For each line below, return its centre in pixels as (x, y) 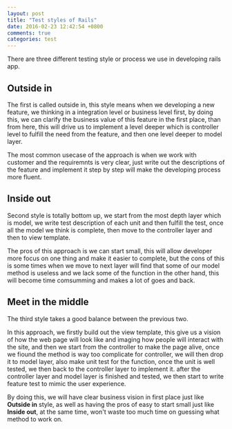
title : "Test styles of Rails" (52, 20)
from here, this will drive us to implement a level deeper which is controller (113, 127)
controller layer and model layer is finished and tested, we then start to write (116, 376)
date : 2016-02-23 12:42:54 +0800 (55, 26)
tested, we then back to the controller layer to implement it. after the (104, 369)
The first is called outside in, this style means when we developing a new (111, 104)
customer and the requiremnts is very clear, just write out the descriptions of (116, 162)
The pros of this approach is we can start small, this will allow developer (110, 250)
